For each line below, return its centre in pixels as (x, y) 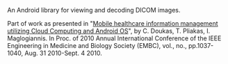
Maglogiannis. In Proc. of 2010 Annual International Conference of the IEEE (114, 38)
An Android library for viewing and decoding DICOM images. (94, 10)
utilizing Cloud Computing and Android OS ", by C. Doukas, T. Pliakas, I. (109, 31)
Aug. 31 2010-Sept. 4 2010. (63, 53)
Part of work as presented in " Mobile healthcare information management (113, 23)
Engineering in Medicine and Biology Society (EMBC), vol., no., (97, 46)
